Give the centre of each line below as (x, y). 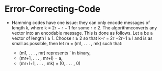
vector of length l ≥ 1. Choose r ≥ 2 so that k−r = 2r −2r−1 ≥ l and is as (82, 38)
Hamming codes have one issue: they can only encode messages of (81, 23)
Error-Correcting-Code (53, 9)
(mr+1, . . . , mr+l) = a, (41, 58)
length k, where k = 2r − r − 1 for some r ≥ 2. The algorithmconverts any (84, 27)
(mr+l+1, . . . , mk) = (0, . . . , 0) (50, 63)
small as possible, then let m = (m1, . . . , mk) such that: (67, 43)
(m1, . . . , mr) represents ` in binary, (55, 53)
